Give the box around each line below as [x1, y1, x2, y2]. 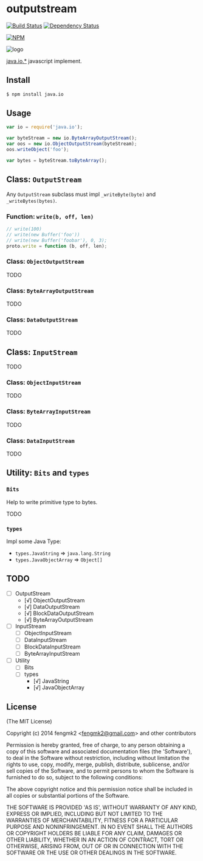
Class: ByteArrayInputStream [6, 407, 91, 416]
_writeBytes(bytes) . [6, 197, 57, 204]
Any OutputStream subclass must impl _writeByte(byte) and [6, 191, 156, 198]
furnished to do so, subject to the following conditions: [6, 774, 143, 781]
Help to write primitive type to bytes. [6, 498, 98, 505]
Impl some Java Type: [6, 538, 62, 545]
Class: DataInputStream [6, 436, 75, 445]
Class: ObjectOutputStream [6, 258, 84, 266]
